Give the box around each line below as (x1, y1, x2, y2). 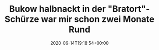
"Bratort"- (107, 3, 150, 15)
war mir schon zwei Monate (41, 14, 155, 25)
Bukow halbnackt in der (9, 3, 106, 15)
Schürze (4, 14, 39, 25)
